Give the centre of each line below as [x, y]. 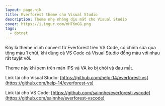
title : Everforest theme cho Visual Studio [52, 15]
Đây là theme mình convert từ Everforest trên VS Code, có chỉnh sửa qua [80, 47]
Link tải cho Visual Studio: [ [33, 78]
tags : [11, 29]
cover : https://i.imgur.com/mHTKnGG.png [48, 24]
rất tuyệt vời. [18, 58]
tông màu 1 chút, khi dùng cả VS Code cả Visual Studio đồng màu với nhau [82, 53]
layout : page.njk [23, 10]
